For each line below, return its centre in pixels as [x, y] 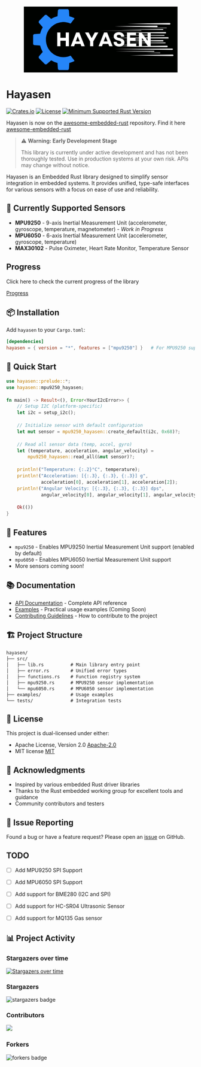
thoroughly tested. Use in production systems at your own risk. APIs [105, 159]
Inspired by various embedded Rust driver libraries [77, 784]
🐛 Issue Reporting [40, 822]
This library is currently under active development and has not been [104, 152]
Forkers [18, 1044]
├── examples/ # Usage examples [60, 695]
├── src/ [17, 659]
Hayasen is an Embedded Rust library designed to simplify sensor [87, 177]
